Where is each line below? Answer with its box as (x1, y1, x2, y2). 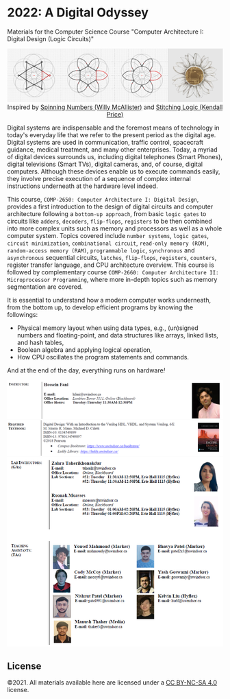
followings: (7, 310, 38, 318)
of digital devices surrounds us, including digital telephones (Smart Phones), (7, 152, 223, 161)
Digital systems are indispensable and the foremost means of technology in (7, 123, 220, 132)
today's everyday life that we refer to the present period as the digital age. (7, 130, 216, 139)
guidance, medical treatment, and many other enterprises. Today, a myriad (7, 145, 218, 154)
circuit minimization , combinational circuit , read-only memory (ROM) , (7, 239, 209, 247)
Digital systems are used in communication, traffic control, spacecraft (7, 138, 203, 146)
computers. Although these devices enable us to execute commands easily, (7, 167, 220, 176)
